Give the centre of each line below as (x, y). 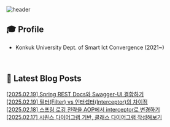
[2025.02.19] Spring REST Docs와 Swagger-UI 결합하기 (75, 94)
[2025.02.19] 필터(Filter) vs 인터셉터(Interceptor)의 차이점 (77, 102)
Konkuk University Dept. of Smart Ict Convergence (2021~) (90, 47)
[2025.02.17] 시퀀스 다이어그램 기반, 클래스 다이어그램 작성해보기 (84, 117)
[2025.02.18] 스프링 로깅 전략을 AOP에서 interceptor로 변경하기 (83, 109)
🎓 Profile (25, 30)
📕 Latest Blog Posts (44, 79)
